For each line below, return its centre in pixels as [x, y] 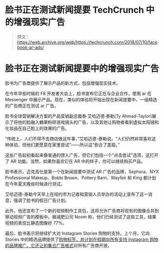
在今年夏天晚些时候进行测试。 [35, 184]
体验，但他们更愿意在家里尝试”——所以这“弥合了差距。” [64, 145]
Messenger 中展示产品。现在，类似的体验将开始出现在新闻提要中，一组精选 [81, 99]
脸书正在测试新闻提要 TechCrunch [74, 10]
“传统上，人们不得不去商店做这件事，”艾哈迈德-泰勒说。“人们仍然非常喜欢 [78, 138]
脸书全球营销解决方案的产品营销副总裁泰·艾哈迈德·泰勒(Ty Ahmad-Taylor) [79, 116]
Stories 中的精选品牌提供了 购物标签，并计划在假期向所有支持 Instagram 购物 [82, 239]
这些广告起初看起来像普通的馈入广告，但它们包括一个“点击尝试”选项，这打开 [82, 155]
